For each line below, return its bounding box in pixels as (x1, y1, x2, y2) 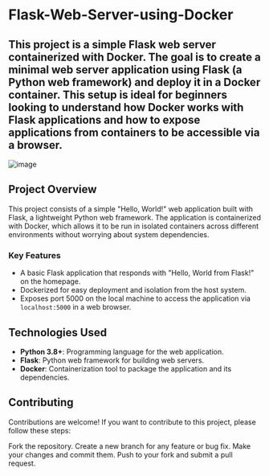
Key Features (8, 249, 62, 261)
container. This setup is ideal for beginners (8, 88, 227, 101)
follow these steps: (8, 425, 71, 435)
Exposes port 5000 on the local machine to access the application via (19, 293, 251, 303)
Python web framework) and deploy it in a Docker (8, 75, 261, 89)
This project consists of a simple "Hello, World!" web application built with (8, 203, 254, 214)
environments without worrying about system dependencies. (8, 229, 210, 239)
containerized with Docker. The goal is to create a (8, 50, 261, 64)
